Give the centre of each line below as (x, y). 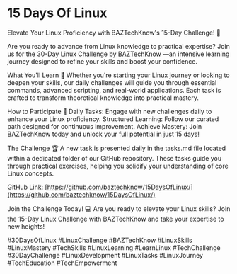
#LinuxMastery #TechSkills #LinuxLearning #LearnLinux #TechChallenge (114, 247)
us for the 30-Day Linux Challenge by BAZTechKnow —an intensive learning (118, 54)
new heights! (26, 226)
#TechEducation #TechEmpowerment (62, 263)
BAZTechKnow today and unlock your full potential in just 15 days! (103, 134)
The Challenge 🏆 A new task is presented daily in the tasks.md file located (117, 148)
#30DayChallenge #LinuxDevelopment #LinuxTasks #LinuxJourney (105, 255)
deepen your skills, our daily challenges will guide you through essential (112, 82)
